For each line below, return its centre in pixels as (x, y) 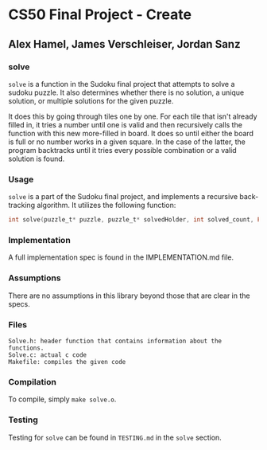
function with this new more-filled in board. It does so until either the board (131, 133)
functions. (26, 348)
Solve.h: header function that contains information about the (115, 341)
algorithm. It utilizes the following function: (106, 205)
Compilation (33, 382)
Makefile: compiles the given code (67, 362)
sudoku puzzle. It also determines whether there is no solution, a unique (126, 92)
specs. (19, 303)
